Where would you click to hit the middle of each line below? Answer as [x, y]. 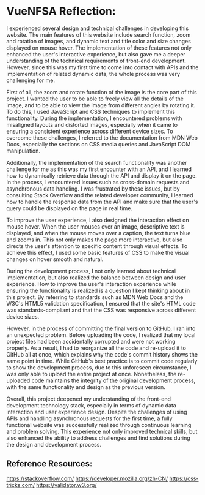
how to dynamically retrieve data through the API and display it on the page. [102, 175]
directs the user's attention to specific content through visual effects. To [97, 246]
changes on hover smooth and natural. [55, 259]
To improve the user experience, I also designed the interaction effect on [98, 220]
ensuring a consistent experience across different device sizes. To [90, 131]
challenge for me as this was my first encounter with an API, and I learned [99, 169]
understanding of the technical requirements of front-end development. [96, 61]
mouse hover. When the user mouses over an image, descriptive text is [95, 226]
